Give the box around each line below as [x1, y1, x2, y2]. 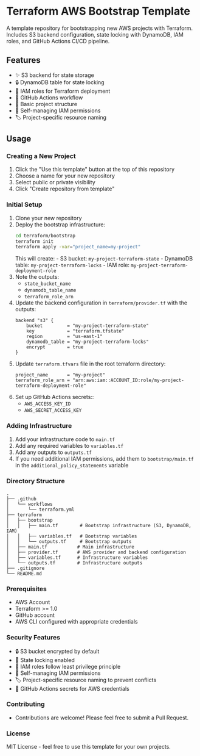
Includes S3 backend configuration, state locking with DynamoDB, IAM [6, 31, 184, 38]
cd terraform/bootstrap [15, 232, 76, 239]
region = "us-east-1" [26, 334, 103, 340]
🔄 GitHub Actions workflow [15, 93, 83, 101]
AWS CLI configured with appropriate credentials [15, 618, 138, 625]
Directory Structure [6, 477, 65, 485]
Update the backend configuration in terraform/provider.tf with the [15, 299, 187, 306]
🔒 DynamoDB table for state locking [15, 78, 105, 86]
